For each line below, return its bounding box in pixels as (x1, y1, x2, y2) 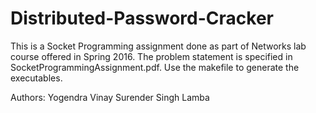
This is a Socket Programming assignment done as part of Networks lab (10, 40, 307, 52)
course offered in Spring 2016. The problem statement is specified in (10, 50, 293, 62)
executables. (10, 72, 63, 84)
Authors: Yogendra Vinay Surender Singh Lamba (10, 91, 210, 103)
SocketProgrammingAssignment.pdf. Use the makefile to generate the (10, 61, 300, 73)
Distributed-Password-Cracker (10, 7, 274, 30)
